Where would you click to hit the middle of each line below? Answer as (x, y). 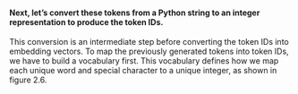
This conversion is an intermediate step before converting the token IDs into (149, 42)
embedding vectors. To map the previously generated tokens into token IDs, (149, 51)
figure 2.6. (28, 80)
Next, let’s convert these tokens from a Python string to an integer (135, 13)
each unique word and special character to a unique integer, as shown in (143, 71)
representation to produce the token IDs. (86, 21)
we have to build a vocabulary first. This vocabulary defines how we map (144, 61)
